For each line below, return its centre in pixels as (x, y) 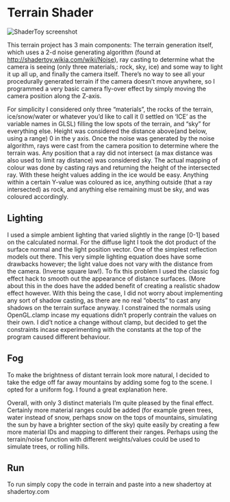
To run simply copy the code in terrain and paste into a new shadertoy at (110, 484)
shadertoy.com (28, 492)
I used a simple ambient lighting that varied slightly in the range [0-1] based (114, 235)
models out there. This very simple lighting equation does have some (104, 256)
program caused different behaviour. (59, 337)
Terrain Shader (50, 13)
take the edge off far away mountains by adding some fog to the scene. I (110, 382)
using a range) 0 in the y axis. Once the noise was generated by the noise (111, 138)
